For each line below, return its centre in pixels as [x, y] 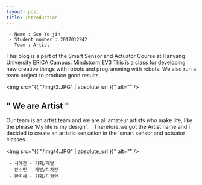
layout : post [23, 12]
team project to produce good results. [53, 75]
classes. [17, 140]
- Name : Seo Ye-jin [35, 34]
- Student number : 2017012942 [48, 39]
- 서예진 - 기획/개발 [31, 164]
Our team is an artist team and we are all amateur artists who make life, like [99, 120]
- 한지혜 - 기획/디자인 [33, 177]
